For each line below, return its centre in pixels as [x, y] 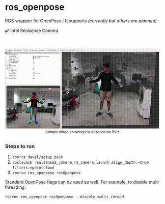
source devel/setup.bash [38, 157]
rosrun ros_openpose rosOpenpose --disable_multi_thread [65, 197]
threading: [15, 187]
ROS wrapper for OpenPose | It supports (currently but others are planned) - [82, 21]
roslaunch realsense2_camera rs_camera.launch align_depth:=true [80, 163]
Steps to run [20, 146]
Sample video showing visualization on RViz [82, 132]
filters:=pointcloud [33, 168]
